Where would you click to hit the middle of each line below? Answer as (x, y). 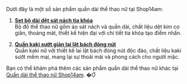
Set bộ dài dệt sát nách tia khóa (54, 20)
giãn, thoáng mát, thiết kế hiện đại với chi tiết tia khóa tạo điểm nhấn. (98, 33)
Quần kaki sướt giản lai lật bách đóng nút (65, 44)
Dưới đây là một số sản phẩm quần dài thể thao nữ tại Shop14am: (85, 9)
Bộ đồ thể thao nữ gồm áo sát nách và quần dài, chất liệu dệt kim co (97, 27)
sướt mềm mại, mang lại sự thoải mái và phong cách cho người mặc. (97, 57)
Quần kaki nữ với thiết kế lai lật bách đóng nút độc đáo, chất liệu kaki (98, 51)
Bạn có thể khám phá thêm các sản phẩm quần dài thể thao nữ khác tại (92, 68)
